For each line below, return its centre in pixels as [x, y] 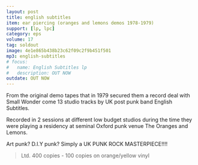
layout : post [22, 12]
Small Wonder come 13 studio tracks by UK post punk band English [89, 102]
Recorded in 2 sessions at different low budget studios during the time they [99, 120]
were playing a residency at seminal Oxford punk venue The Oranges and [97, 126]
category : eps [24, 34]
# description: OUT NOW [38, 73]
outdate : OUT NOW [28, 78]
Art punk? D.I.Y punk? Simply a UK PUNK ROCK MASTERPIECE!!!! [87, 144]
